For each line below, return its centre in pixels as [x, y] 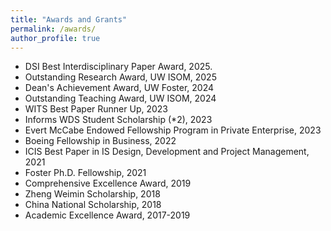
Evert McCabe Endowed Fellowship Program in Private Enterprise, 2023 [173, 130]
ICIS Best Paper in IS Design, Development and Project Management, [167, 152]
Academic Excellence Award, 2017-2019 [107, 215]
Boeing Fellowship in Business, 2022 [100, 141]
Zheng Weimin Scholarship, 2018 [92, 194]
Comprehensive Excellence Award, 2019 [108, 183]
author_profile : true [55, 38]
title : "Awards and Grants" [69, 19]
